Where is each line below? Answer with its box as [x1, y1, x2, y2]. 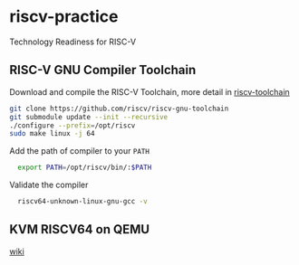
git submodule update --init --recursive [9, 112, 169, 121]
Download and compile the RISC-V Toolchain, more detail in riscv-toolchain [9, 86, 290, 97]
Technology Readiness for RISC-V [9, 36, 137, 47]
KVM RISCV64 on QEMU [9, 222, 150, 237]
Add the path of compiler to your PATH [9, 146, 149, 156]
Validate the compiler [9, 179, 89, 191]
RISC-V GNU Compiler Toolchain [9, 62, 197, 78]
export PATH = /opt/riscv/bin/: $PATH [17, 163, 152, 173]
